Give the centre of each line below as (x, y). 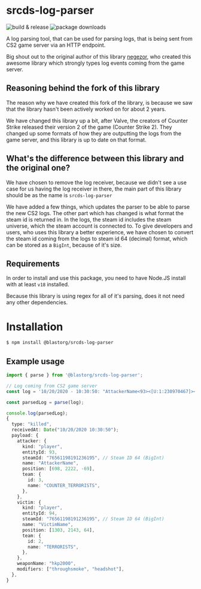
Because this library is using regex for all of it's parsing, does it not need (95, 296)
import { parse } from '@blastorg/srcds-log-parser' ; (75, 375)
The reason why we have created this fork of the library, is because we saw (99, 102)
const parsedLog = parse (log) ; (45, 402)
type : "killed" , (32, 424)
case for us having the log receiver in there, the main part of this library (94, 189)
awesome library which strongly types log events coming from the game (95, 63)
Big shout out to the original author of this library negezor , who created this (99, 56)
